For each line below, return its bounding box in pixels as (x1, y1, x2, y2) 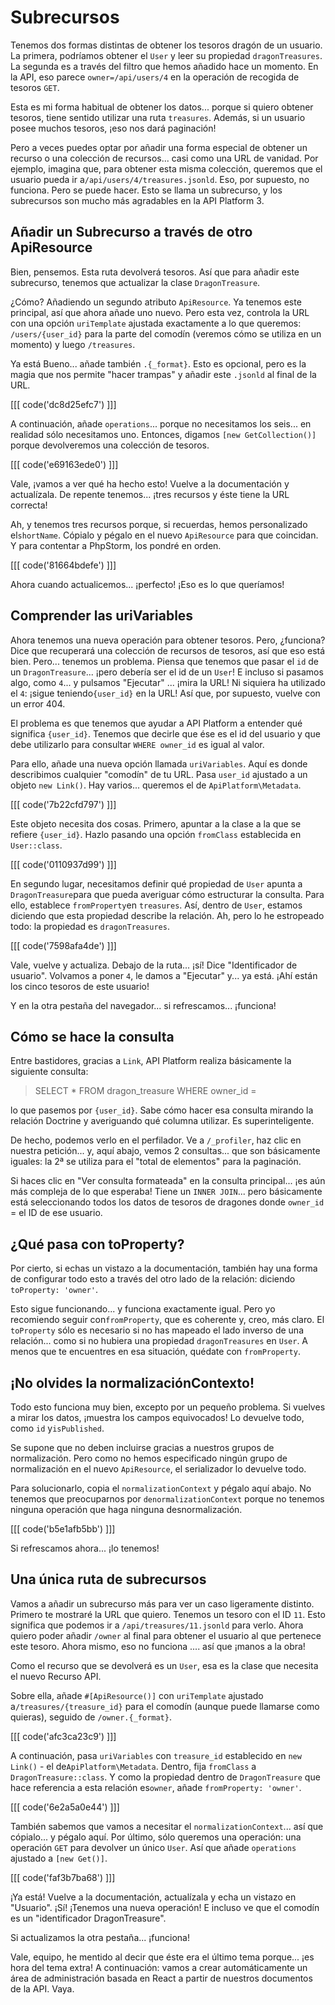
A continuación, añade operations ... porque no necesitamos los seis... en (10, 417, 312, 430)
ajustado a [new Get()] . (10, 1852, 108, 1864)
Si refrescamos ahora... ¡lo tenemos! (10, 1542, 160, 1554)
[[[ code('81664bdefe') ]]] (10, 559, 117, 571)
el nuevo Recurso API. (10, 1670, 102, 1682)
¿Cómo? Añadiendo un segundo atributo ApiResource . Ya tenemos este (10, 296, 302, 308)
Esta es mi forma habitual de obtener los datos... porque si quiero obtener (10, 101, 314, 113)
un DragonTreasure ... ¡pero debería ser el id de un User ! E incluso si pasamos (10, 666, 324, 678)
